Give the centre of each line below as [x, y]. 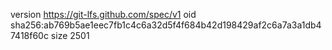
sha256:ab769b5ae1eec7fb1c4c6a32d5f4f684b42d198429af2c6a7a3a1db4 [166, 25]
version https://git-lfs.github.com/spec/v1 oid [103, 14]
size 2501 [70, 35]
